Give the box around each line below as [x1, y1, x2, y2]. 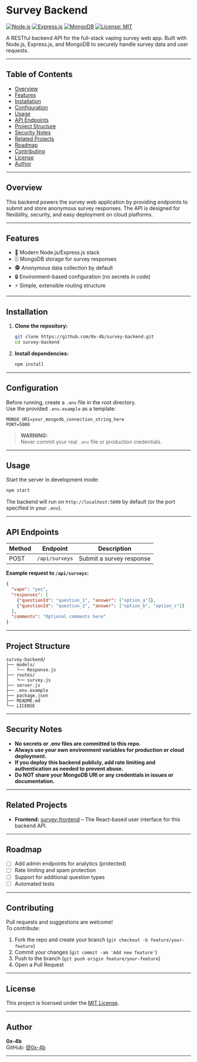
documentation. [14, 777, 55, 784]
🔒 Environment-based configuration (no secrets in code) [14, 273, 151, 280]
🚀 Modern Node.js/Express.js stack [14, 249, 100, 256]
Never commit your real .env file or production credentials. [20, 438, 162, 445]
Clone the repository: [14, 322, 68, 329]
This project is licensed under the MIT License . [6, 1000, 120, 1007]
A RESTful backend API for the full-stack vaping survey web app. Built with [6, 34, 187, 41]
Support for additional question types [14, 873, 106, 880]
